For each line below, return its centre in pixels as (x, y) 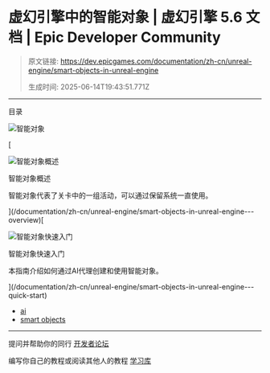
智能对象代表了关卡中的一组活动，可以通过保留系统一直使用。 (110, 195)
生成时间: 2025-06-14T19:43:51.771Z (89, 87)
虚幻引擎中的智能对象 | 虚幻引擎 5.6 (125, 17)
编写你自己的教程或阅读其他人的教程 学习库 (80, 360)
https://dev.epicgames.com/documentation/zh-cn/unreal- (156, 61)
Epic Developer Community (127, 37)
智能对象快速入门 (37, 253)
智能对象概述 (29, 178)
